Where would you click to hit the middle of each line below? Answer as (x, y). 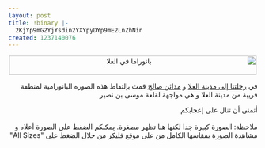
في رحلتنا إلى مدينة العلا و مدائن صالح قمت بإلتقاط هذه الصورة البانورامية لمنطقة (139, 86)
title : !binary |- (38, 23)
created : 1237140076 (42, 38)
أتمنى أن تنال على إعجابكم (219, 110)
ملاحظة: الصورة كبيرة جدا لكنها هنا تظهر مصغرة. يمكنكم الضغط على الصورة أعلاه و (136, 127)
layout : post (30, 15)
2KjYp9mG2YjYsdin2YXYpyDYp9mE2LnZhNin (79, 30)
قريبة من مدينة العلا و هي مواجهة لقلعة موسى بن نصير (178, 95)
